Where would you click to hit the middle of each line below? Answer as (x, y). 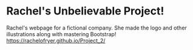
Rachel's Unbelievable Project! (85, 11)
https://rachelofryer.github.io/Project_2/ (56, 40)
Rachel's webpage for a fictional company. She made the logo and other (96, 28)
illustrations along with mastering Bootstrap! (61, 34)
